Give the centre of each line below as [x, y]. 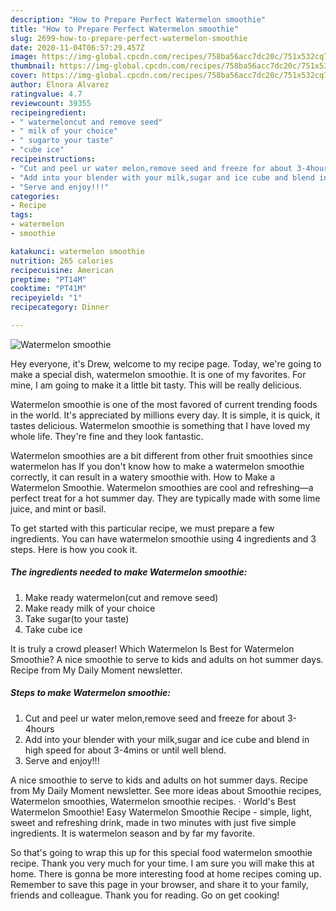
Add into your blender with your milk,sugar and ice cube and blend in [167, 739]
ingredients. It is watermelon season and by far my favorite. [132, 833]
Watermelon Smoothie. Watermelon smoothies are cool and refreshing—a [162, 487]
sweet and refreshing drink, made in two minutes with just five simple [153, 822]
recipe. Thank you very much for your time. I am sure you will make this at [162, 863]
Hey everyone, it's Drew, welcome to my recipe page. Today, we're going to [166, 363]
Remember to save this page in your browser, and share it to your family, [159, 884]
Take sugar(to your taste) [77, 618]
